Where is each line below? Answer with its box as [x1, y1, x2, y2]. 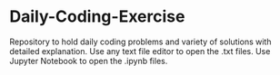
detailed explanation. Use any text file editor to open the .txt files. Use [9, 45, 271, 56]
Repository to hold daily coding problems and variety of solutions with [9, 36, 272, 47]
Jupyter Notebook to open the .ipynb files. [9, 55, 168, 66]
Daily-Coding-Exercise [9, 6, 185, 27]
